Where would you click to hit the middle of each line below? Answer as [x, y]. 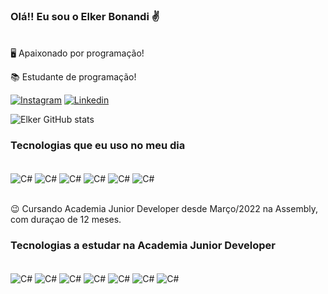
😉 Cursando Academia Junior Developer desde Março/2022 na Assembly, [164, 209]
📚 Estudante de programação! [73, 77]
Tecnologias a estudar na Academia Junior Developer [143, 246]
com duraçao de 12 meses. [66, 220]
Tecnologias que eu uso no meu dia [98, 146]
